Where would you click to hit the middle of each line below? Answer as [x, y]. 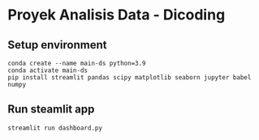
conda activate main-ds [48, 70]
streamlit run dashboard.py [55, 128]
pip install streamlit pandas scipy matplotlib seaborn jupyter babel [129, 78]
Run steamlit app [51, 110]
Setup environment [57, 45]
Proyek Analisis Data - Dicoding [117, 15]
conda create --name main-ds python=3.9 [77, 63]
